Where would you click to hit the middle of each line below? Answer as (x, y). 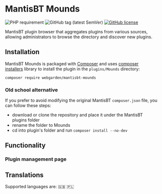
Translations (24, 175)
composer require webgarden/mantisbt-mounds (51, 78)
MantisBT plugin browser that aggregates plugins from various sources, (76, 31)
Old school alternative (31, 90)
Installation (22, 52)
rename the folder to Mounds (41, 125)
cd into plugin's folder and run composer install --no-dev (70, 130)
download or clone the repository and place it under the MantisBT (77, 115)
